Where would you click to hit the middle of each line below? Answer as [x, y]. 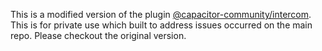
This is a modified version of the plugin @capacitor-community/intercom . [161, 14]
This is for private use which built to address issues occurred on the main [161, 25]
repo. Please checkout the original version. [98, 35]
